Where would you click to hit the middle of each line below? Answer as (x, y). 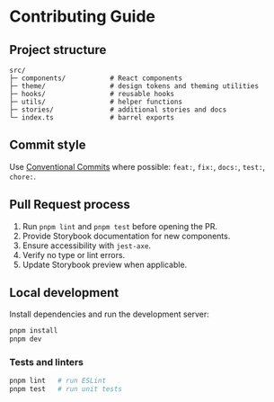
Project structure (58, 50)
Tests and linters (46, 362)
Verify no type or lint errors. (74, 255)
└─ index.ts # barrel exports (92, 118)
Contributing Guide (82, 17)
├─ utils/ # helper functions (96, 102)
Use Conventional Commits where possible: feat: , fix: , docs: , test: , (137, 166)
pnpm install (34, 331)
